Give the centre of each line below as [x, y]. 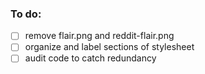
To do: [26, 14]
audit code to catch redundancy [90, 58]
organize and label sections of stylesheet [109, 47]
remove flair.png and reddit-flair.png [99, 36]
